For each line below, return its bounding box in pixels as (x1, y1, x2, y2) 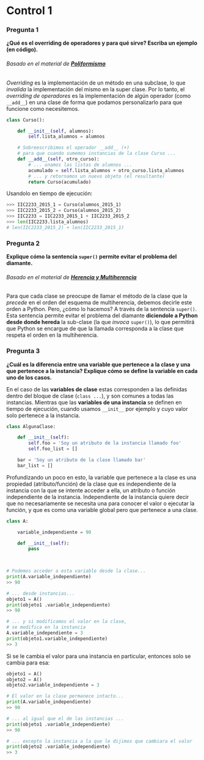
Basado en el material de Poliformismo (6, 60, 106, 67)
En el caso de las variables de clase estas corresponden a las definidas (6, 385, 188, 393)
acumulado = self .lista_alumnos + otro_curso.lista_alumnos (28, 167, 184, 173)
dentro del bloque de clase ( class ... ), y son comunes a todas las (6, 392, 174, 399)
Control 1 (6, 4, 53, 18)
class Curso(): (6, 117, 45, 123)
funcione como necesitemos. (6, 105, 79, 112)
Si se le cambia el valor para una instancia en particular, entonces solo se (6, 652, 191, 660)
